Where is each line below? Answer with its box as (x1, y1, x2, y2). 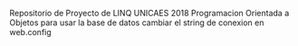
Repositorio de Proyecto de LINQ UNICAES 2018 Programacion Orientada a (9, 8, 290, 18)
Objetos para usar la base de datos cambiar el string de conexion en (9, 17, 264, 28)
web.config (9, 27, 52, 37)
